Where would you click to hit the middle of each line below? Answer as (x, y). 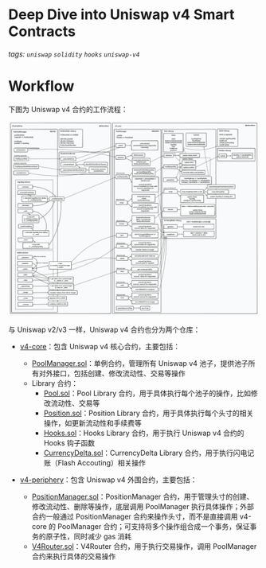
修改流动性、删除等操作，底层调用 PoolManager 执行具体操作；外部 (143, 507)
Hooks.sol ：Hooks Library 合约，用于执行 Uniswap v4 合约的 (144, 433)
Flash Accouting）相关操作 (102, 463)
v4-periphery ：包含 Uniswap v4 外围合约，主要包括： (108, 480)
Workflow (41, 86)
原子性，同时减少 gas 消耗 (89, 537)
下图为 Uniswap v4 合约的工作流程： (68, 109)
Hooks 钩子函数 (69, 443)
